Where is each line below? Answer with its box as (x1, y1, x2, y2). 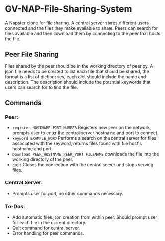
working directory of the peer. (12, 156, 73, 162)
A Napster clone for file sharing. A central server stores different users (5, 20, 149, 26)
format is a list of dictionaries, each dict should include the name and (5, 73, 146, 80)
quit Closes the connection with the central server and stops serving (12, 162, 154, 168)
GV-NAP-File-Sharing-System (5, 3, 132, 15)
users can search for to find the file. (5, 84, 78, 90)
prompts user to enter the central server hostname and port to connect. (12, 130, 159, 136)
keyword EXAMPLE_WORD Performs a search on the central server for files (12, 135, 157, 141)
